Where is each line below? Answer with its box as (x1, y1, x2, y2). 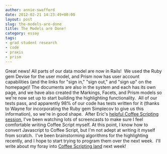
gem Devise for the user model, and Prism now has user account (5, 74, 140, 80)
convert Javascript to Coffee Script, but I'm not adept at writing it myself (5, 127, 155, 133)
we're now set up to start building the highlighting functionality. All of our (5, 95, 157, 101)
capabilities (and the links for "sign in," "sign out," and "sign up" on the (5, 79, 152, 85)
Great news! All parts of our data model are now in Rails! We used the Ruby (5, 68, 162, 74)
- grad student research (5, 40, 57, 45)
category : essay (5, 31, 39, 36)
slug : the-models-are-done (5, 21, 62, 27)
